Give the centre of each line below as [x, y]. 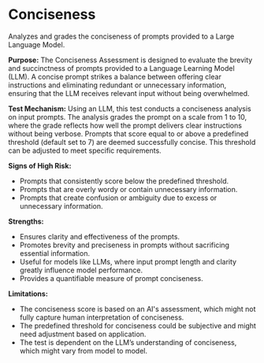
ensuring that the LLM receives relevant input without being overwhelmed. [129, 93]
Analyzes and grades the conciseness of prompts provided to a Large [121, 36]
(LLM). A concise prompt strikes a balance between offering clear [115, 76]
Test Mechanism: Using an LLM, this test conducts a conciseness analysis [130, 109]
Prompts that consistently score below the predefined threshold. [124, 181]
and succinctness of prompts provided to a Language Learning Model [121, 68]
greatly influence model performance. [81, 270]
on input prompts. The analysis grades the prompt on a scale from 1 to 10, [127, 117]
